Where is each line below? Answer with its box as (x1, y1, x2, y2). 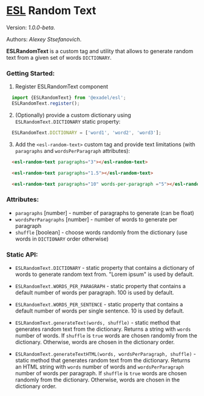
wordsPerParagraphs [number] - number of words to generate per (15, 216, 178, 223)
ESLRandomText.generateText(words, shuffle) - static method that (15, 319, 181, 327)
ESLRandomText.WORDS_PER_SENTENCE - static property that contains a (15, 301, 183, 308)
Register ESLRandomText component (15, 83, 108, 90)
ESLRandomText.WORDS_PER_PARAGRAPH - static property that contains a (15, 283, 186, 290)
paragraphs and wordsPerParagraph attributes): (15, 147, 131, 154)
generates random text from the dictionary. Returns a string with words (15, 325, 191, 333)
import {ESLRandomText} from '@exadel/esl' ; (12, 95, 126, 101)
